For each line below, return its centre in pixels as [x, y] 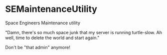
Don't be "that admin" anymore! [38, 47]
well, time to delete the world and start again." [52, 38]
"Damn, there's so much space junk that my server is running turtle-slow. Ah [83, 32]
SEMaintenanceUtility [51, 9]
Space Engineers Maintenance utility [43, 23]
